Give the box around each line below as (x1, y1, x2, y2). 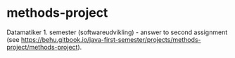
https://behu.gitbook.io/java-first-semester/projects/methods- (20, 35, 201, 43)
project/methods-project (6, 43, 78, 51)
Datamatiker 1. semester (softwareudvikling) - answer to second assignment (6, 28, 228, 36)
